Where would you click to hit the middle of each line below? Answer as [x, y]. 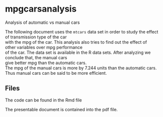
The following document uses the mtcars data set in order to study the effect [82, 32]
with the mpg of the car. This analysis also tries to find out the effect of [76, 42]
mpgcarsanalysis [41, 9]
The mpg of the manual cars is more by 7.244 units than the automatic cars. [81, 68]
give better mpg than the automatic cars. [46, 63]
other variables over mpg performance [44, 47]
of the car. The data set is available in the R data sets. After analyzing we [78, 52]
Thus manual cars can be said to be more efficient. [56, 73]
